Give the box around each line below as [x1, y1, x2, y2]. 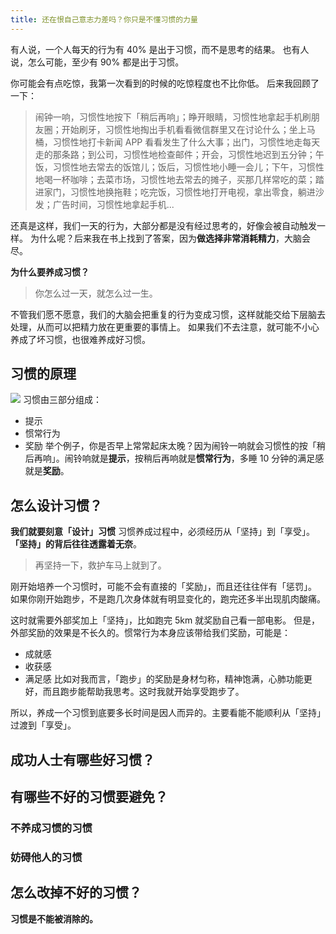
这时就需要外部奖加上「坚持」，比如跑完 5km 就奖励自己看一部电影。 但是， [10, 614, 321, 626]
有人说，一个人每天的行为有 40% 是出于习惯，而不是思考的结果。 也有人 [10, 43, 310, 55]
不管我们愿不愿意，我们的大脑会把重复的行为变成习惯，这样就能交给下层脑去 [10, 308, 326, 320]
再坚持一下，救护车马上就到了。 [34, 559, 167, 571]
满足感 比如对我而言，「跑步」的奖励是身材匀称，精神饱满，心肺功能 [24, 673, 304, 685]
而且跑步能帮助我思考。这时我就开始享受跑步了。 [42, 686, 245, 698]
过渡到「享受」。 [10, 719, 77, 731]
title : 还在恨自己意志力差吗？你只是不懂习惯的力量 [10, 14, 198, 25]
